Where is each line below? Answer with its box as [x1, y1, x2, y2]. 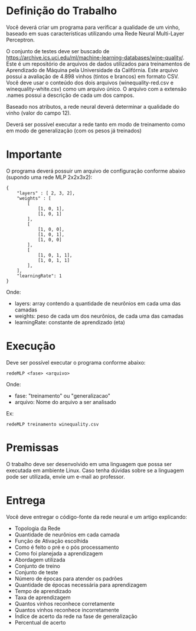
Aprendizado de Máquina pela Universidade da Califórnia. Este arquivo [6, 66, 178, 73]
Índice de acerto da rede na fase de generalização [14, 613, 138, 620]
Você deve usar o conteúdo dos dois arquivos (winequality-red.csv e [6, 79, 174, 86]
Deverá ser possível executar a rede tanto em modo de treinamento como [6, 121, 185, 128]
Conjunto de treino [14, 562, 60, 570]
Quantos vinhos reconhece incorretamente [14, 606, 119, 613]
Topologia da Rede [14, 525, 61, 532]
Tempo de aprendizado [14, 587, 72, 594]
